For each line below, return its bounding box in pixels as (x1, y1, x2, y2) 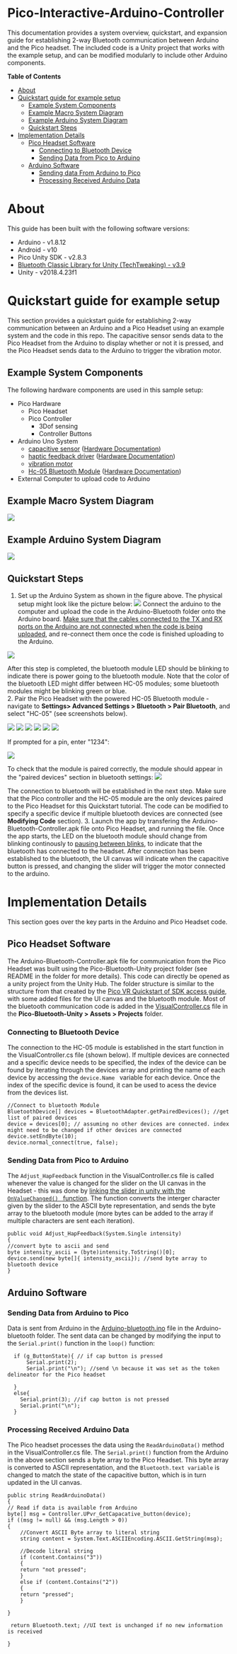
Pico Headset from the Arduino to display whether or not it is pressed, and (7, 338, 224, 347)
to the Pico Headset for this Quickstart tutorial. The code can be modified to (7, 802, 229, 811)
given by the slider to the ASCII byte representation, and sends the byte (7, 1201, 216, 1210)
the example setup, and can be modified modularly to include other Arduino (7, 51, 228, 59)
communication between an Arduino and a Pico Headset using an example (7, 323, 225, 332)
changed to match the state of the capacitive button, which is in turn (7, 1471, 207, 1479)
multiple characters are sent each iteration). (7, 1217, 135, 1225)
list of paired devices (7, 1114, 78, 1122)
